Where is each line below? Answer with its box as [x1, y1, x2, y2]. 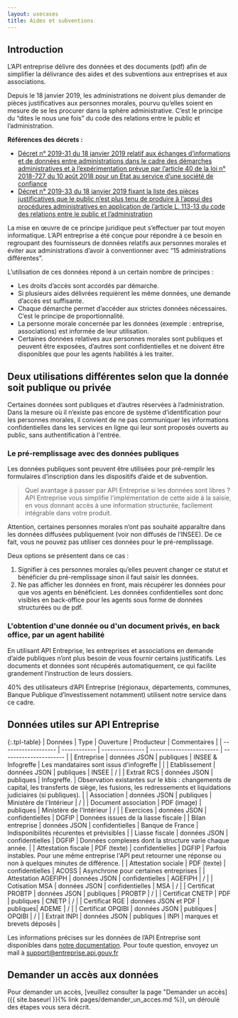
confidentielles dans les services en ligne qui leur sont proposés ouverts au [7, 423, 229, 432]
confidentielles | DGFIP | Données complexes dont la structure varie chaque [7, 836, 229, 845]
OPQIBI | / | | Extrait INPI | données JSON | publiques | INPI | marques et [7, 912, 219, 920]
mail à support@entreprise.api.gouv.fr [7, 948, 119, 957]
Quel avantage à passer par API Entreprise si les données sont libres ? [24, 486, 231, 495]
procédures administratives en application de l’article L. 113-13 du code [17, 202, 226, 211]
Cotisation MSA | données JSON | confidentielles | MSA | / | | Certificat [7, 881, 215, 890]
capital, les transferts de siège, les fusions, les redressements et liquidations [7, 783, 232, 791]
